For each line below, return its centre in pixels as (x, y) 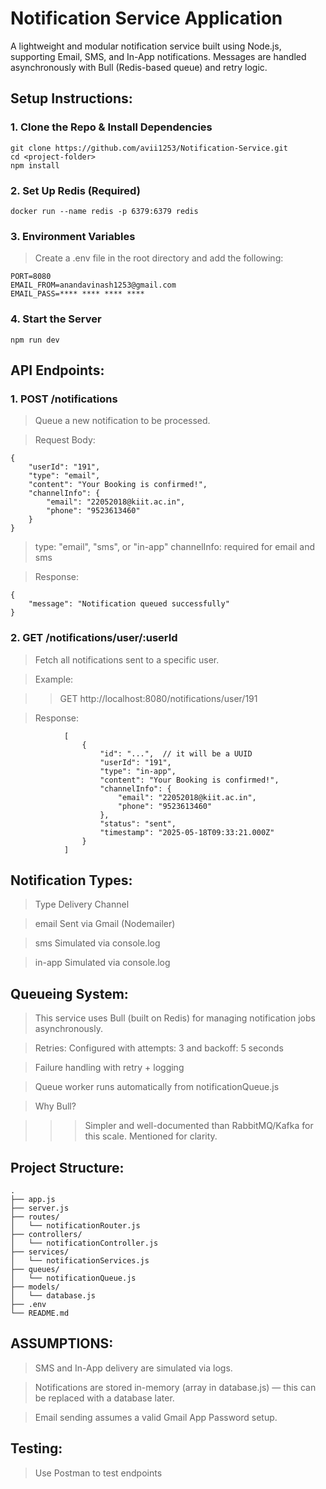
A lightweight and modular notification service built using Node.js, (146, 46)
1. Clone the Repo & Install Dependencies (111, 127)
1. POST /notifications (64, 399)
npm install (35, 165)
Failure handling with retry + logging (109, 1068)
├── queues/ (35, 1269)
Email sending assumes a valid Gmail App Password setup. (156, 1417)
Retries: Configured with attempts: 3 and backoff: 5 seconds (159, 1048)
